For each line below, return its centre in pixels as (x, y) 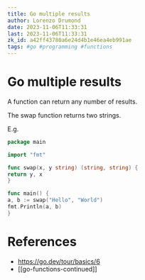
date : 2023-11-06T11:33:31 (47, 27)
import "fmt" (27, 155)
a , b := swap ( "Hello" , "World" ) (55, 200)
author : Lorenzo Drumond (44, 21)
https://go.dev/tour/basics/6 (59, 261)
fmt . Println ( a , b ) (34, 207)
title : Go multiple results (49, 14)
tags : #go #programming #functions (60, 47)
